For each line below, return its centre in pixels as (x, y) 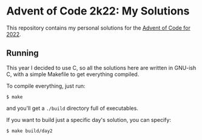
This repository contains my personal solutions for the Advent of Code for (99, 28)
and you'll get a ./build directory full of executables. (72, 108)
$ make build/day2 (29, 131)
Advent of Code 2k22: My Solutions (98, 11)
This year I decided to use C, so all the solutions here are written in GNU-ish (101, 68)
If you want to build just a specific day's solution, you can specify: (89, 119)
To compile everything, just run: (46, 86)
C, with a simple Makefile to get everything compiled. (73, 74)
